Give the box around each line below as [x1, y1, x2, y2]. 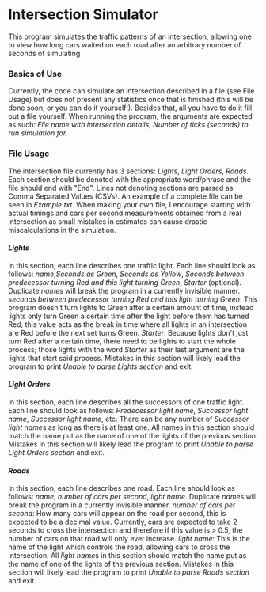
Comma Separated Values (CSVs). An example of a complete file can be [8, 192, 243, 201]
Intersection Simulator [8, 6, 158, 24]
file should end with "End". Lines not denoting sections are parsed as [8, 183, 234, 192]
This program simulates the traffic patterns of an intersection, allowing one [8, 32, 252, 41]
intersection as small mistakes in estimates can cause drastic [8, 216, 207, 226]
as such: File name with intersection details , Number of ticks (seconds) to [8, 120, 249, 130]
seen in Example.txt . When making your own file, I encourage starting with [8, 199, 251, 209]
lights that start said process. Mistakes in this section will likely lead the [8, 353, 241, 362]
